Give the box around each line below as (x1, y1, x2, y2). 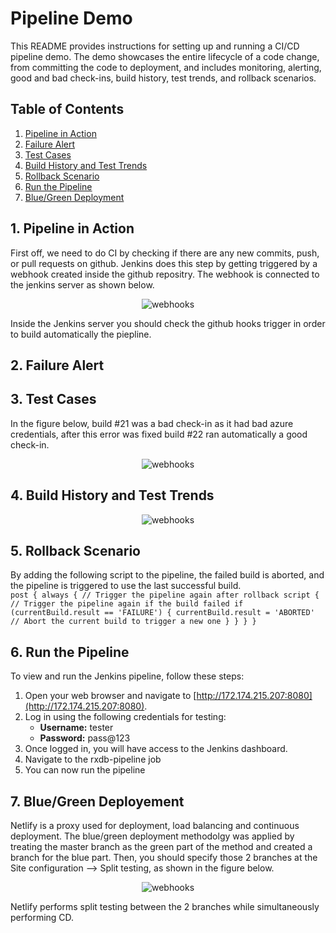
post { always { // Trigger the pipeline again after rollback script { (10, 590, 320, 601)
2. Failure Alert (10, 357, 105, 374)
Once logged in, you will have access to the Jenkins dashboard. (24, 743, 288, 755)
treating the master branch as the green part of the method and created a (10, 841, 313, 853)
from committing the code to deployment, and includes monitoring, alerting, (10, 61, 322, 73)
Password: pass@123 (39, 732, 131, 744)
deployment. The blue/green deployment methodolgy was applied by (10, 830, 295, 842)
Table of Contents (10, 101, 125, 118)
